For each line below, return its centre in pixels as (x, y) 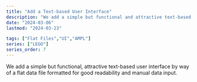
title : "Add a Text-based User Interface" (59, 12)
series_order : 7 (26, 50)
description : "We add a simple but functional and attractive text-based (99, 17)
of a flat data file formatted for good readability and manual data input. (92, 73)
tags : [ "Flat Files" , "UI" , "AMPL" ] (49, 39)
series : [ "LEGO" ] (27, 44)
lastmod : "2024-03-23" (34, 28)
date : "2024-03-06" (30, 22)
